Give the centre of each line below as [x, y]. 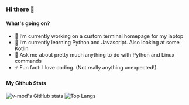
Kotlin [21, 48]
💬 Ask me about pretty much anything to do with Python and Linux [94, 55]
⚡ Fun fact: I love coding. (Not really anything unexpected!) [85, 68]
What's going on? [28, 23]
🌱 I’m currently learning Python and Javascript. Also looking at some [97, 43]
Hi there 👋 [20, 9]
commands [28, 61]
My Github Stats [26, 83]
